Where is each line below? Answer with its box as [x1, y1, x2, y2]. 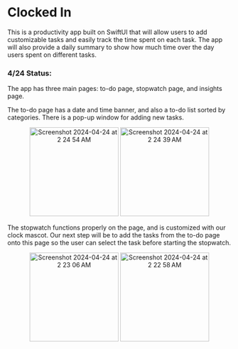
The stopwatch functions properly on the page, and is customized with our [7, 223, 226, 232]
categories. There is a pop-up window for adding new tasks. [7, 113, 185, 122]
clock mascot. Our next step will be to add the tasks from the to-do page [7, 231, 220, 240]
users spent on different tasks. [7, 50, 97, 59]
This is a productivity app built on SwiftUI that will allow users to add [7, 28, 207, 36]
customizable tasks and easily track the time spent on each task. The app [7, 35, 223, 43]
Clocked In [7, 4, 72, 21]
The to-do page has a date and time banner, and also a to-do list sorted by [7, 106, 226, 114]
